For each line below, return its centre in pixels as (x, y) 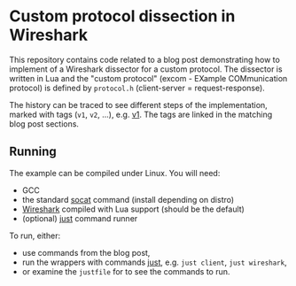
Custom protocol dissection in (122, 16)
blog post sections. (44, 124)
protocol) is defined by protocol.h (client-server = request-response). (137, 88)
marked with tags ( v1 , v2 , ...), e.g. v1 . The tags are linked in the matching (141, 114)
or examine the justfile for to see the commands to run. (126, 271)
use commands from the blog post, (86, 252)
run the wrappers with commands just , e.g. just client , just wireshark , (154, 262)
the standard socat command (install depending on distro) (128, 199)
